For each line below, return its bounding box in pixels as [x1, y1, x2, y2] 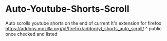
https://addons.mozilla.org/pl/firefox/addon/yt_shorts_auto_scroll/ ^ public [5, 25, 162, 31]
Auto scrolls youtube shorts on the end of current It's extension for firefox [5, 20, 162, 26]
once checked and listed [5, 31, 58, 37]
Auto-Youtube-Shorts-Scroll [5, 3, 129, 15]
